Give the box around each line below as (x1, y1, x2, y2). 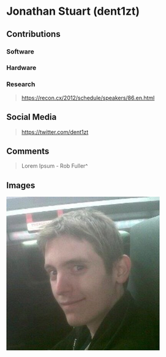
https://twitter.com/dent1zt (21, 128, 89, 136)
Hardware (6, 63, 37, 72)
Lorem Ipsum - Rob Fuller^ (21, 162, 88, 170)
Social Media (6, 112, 57, 122)
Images (6, 180, 36, 190)
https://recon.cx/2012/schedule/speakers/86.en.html (21, 94, 155, 101)
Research (6, 80, 36, 88)
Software (6, 47, 35, 56)
